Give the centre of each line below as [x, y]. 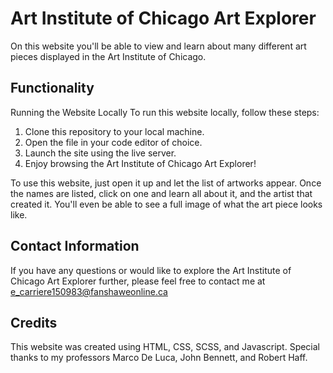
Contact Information [75, 246]
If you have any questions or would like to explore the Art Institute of [151, 270]
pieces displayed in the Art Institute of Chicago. [108, 56]
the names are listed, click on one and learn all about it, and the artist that [161, 193]
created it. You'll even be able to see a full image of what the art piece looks [166, 204]
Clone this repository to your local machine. [114, 131]
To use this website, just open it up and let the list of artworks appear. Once [166, 183]
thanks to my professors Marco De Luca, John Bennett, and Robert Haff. [159, 358]
